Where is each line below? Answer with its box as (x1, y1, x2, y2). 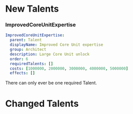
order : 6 (10, 56, 28, 62)
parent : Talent (10, 38, 42, 43)
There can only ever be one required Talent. (5, 80, 97, 86)
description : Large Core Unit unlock (10, 51, 90, 56)
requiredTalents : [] (10, 61, 53, 66)
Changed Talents (5, 98, 79, 109)
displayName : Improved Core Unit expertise (10, 42, 103, 47)
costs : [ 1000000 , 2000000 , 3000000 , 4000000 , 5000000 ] (10, 66, 128, 71)
